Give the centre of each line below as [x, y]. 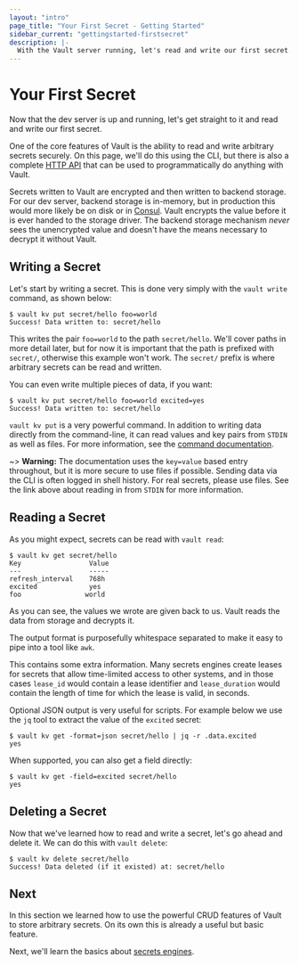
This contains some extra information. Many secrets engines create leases [146, 664]
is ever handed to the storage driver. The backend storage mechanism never [149, 220]
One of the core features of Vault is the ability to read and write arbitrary [141, 146]
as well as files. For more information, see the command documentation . [141, 444]
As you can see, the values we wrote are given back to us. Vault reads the [145, 610]
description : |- [39, 42]
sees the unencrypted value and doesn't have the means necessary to [138, 230]
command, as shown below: [61, 298]
